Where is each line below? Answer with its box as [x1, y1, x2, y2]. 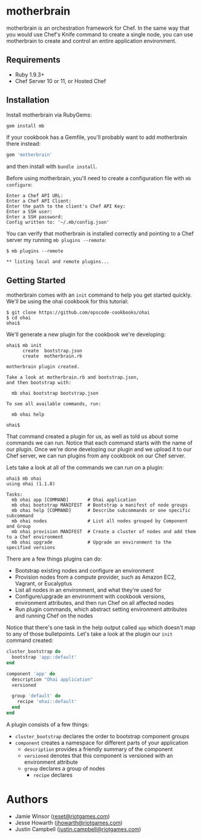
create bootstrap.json [22, 348, 83, 354]
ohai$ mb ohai [6, 476, 42, 482]
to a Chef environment [6, 534, 64, 541]
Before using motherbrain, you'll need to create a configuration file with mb [6, 175, 192, 182]
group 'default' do [11, 693, 61, 699]
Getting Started [6, 275, 66, 286]
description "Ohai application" [11, 676, 94, 682]
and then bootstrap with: [6, 380, 71, 386]
